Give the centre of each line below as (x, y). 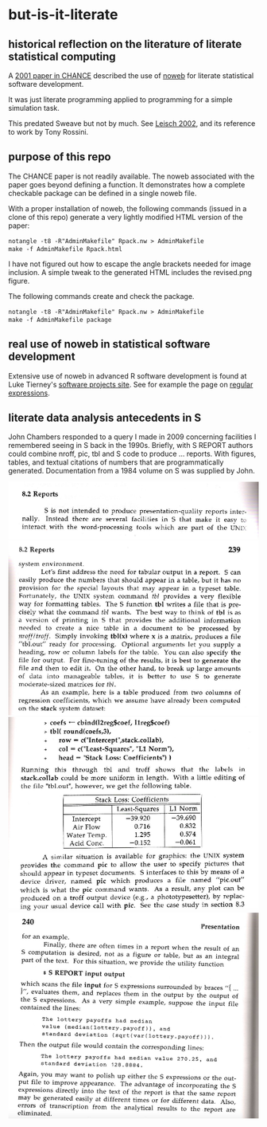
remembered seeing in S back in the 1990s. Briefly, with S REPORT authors (131, 446)
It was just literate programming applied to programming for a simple (120, 100)
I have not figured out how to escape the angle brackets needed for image (130, 264)
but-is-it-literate (63, 15)
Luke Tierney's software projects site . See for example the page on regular (131, 384)
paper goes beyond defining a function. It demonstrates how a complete (127, 184)
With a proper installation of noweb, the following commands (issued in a (128, 208)
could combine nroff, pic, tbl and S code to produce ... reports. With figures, (132, 454)
